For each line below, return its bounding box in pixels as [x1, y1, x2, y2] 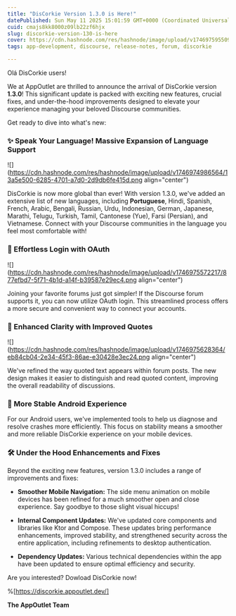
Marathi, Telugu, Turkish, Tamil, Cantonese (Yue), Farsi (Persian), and [7, 212, 209, 221]
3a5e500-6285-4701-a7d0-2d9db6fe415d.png [7, 175, 143, 184]
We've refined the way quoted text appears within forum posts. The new [7, 366, 216, 374]
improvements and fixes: [7, 474, 79, 483]
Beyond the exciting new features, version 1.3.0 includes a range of [7, 467, 202, 475]
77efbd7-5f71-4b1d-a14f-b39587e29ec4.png [7, 276, 137, 284]
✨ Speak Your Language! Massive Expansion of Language [7, 135, 209, 145]
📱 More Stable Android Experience [7, 399, 127, 409]
